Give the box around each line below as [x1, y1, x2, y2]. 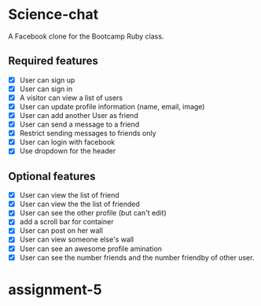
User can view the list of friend [19, 190, 119, 200]
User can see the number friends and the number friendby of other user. [19, 253, 255, 262]
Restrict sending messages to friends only [19, 128, 156, 138]
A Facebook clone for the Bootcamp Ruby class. [8, 31, 164, 41]
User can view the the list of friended [19, 199, 140, 209]
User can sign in [19, 84, 73, 94]
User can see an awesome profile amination [19, 244, 163, 253]
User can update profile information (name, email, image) [19, 101, 205, 111]
